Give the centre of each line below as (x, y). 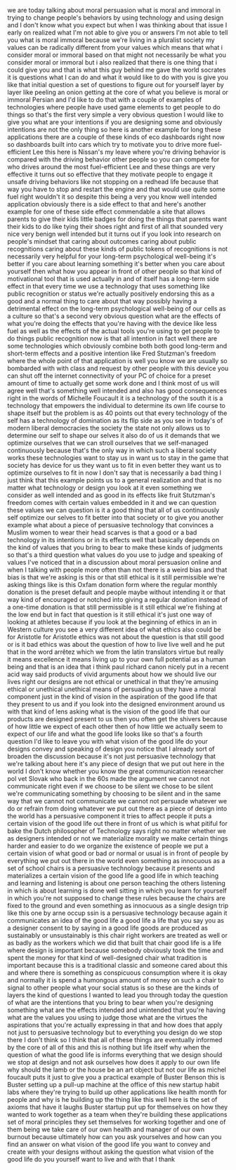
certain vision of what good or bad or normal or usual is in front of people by (118, 853)
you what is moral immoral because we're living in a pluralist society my (111, 40)
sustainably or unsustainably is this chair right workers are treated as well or (118, 935)
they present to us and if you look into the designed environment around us (116, 704)
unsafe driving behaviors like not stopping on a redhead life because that (113, 182)
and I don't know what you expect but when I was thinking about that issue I (117, 25)
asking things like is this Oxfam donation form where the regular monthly (112, 585)
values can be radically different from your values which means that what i (115, 47)
